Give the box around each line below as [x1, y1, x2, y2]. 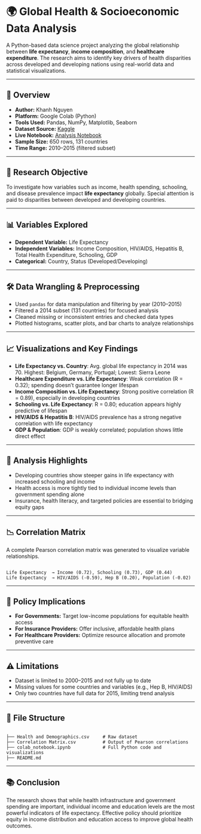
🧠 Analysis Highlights [6, 456, 88, 466]
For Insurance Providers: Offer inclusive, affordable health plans [14, 625, 175, 632]
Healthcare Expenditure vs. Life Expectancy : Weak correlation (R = [14, 375, 184, 382]
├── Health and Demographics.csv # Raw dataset [6, 734, 138, 740]
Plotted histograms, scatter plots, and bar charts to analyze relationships [14, 319, 194, 327]
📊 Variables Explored [6, 220, 88, 230]
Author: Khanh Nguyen [14, 106, 73, 113]
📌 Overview [6, 90, 50, 100]
